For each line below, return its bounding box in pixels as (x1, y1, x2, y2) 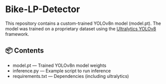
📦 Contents (5, 47, 44, 55)
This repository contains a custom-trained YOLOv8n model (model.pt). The (5, 20, 161, 26)
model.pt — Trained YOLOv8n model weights (12, 62, 107, 68)
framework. (5, 31, 29, 37)
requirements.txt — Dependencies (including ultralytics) (12, 73, 129, 79)
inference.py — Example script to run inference (12, 67, 111, 74)
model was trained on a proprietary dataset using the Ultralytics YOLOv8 (5, 25, 156, 31)
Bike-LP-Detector (5, 4, 80, 15)
